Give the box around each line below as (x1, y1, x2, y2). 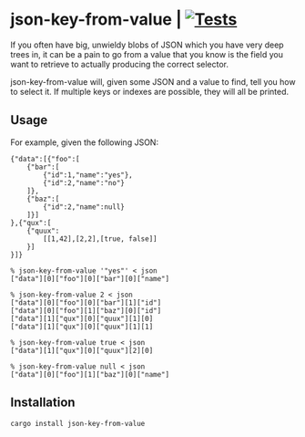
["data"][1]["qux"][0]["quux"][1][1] (10, 322, 154, 331)
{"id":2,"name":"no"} (43, 178, 126, 187)
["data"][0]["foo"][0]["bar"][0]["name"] (10, 274, 170, 283)
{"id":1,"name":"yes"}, (43, 170, 133, 180)
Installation (10, 395, 76, 411)
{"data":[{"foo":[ (10, 154, 80, 163)
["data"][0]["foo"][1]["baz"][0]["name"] (10, 369, 170, 379)
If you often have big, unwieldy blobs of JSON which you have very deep (10, 39, 285, 50)
